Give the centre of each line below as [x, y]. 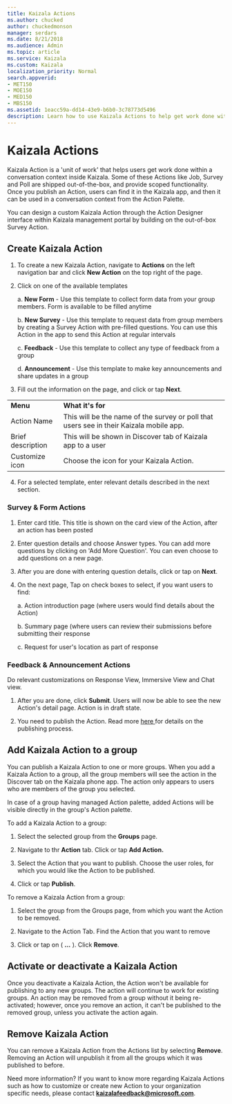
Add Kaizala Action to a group [72, 750]
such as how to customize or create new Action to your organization [104, 1086]
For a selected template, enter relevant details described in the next [113, 482]
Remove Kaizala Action [58, 1034]
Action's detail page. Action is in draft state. [79, 708]
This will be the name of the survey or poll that [138, 417]
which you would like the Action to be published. [86, 870]
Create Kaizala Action [55, 248]
